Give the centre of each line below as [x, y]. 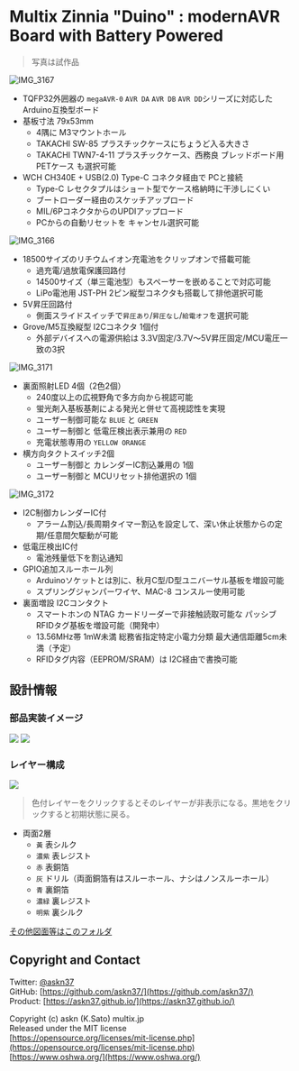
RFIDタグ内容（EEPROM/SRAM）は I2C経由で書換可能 [136, 659]
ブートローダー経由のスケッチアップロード [115, 199]
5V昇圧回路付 [47, 304]
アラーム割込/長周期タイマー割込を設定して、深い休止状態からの [155, 524]
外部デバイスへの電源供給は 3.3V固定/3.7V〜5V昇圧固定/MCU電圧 [158, 338]
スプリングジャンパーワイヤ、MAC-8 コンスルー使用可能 [140, 591]
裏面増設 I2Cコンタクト [66, 602]
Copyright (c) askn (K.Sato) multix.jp [77, 1018]
